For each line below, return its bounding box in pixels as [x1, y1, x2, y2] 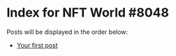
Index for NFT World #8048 [6, 5, 169, 21]
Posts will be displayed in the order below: [6, 28, 129, 36]
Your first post [16, 41, 58, 49]
